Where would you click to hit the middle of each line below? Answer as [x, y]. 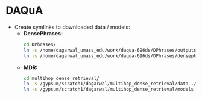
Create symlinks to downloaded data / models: [72, 27]
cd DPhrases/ [40, 44]
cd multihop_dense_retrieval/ [62, 78]
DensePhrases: [43, 33]
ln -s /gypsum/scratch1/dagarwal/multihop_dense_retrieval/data [106, 84]
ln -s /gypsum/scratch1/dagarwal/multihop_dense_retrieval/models [109, 90]
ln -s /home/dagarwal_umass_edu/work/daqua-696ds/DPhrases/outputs [110, 50]
